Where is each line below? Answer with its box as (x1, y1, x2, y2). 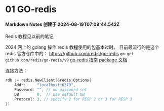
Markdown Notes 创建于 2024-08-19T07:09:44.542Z (5, 21, 120, 27)
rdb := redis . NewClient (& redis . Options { (5, 78, 92, 83)
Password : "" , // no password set (14, 87, 87, 92)
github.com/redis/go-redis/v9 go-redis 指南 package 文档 (5, 57, 128, 63)
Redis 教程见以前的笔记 (5, 33, 54, 40)
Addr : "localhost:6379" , (14, 83, 76, 88)
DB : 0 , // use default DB (14, 92, 85, 97)
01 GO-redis (5, 4, 57, 15)
